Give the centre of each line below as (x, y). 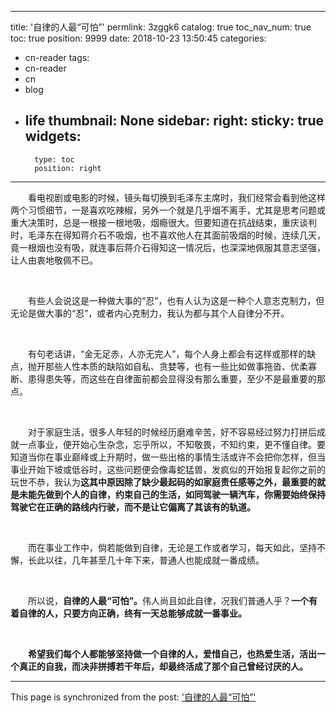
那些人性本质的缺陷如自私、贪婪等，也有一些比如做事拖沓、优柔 (176, 366)
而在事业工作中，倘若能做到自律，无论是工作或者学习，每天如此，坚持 (172, 547)
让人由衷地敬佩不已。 (54, 260)
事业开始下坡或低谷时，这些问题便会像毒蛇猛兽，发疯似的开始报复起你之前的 (168, 469)
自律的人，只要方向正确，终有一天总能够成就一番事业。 (132, 613)
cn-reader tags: (57, 57)
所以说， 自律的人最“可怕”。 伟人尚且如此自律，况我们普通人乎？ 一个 (168, 600)
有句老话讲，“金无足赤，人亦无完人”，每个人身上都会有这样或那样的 (167, 353)
